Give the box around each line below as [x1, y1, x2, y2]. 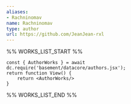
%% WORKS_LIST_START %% [6, 48, 83, 55]
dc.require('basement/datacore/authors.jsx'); [6, 65, 126, 71]
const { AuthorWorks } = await [6, 60, 86, 66]
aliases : [6, 8, 29, 15]
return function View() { [6, 70, 72, 76]
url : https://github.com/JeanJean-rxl [6, 31, 104, 37]
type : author [6, 25, 39, 32]
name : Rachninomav [6, 20, 53, 26]
